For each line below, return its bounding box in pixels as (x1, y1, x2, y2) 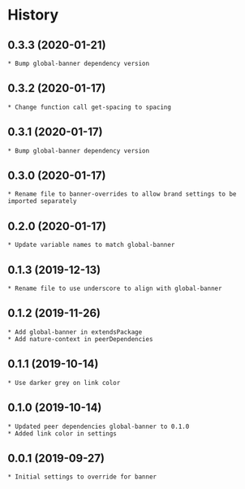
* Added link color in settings (7, 429, 117, 438)
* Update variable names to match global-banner (7, 241, 175, 249)
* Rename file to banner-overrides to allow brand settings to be (7, 190, 237, 198)
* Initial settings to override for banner (7, 473, 157, 481)
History (7, 6, 59, 24)
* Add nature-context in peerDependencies (7, 335, 153, 343)
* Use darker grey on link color (7, 379, 121, 387)
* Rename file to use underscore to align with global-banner (7, 284, 222, 293)
